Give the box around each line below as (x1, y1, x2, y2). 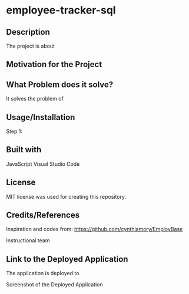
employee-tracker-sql (6, 4, 116, 17)
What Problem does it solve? (6, 79, 114, 89)
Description (6, 27, 50, 37)
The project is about (6, 42, 55, 49)
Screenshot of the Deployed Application (6, 281, 103, 288)
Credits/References (6, 210, 80, 220)
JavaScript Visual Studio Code (6, 160, 80, 168)
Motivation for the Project (6, 59, 102, 69)
